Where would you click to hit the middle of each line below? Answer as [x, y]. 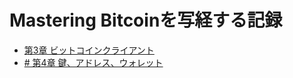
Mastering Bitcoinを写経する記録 [146, 20]
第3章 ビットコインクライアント [89, 50]
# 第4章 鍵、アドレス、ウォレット [93, 62]
